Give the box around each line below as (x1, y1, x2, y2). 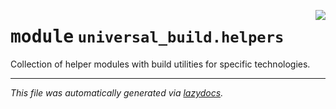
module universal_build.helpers (10, 26, 285, 48)
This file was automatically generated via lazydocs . (10, 86, 224, 99)
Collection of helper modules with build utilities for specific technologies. (10, 58, 311, 70)
